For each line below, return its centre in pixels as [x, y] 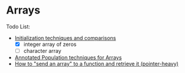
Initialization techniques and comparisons [65, 38]
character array [42, 51]
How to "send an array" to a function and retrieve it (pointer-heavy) [97, 64]
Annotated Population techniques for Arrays [68, 58]
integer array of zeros [50, 44]
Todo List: [18, 26]
